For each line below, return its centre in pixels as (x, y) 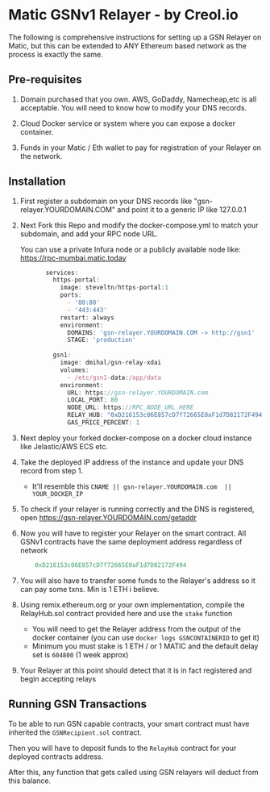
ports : (71, 295)
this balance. (29, 781)
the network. (41, 156)
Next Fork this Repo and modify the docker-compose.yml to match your (139, 225)
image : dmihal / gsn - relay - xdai (111, 363)
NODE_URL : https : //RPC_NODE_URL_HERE (131, 408)
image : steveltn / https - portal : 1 (114, 288)
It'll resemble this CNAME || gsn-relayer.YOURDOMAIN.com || (132, 486)
